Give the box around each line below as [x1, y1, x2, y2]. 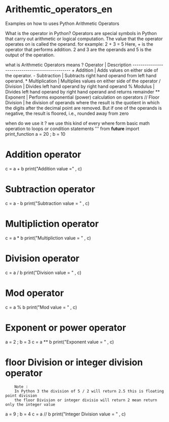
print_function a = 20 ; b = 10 [5, 131, 66, 137]
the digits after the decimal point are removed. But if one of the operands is [5, 105, 162, 111]
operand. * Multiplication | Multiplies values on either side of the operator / [5, 78, 161, 84]
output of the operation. [5, 52, 55, 58]
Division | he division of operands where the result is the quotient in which [5, 99, 160, 105]
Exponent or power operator [5, 322, 126, 334]
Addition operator [5, 149, 81, 161]
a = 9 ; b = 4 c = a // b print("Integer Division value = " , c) [5, 411, 126, 417]
